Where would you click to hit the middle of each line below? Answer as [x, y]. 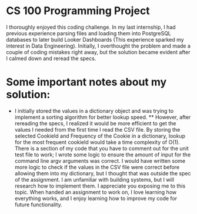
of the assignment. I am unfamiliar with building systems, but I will [94, 179]
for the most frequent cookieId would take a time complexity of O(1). [97, 142]
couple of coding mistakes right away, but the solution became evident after [98, 52]
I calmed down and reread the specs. [51, 58]
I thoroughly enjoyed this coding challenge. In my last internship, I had [91, 27]
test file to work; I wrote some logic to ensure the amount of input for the [103, 155]
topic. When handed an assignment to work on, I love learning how [96, 192]
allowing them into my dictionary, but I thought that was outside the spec [103, 173]
